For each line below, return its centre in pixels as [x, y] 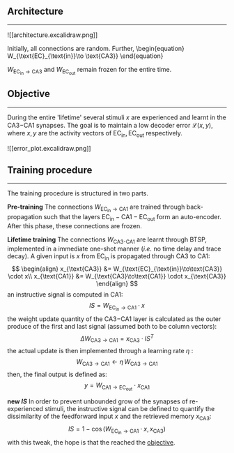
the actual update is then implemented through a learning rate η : [100, 351]
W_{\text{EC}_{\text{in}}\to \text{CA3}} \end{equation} [85, 56]
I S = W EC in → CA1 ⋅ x [117, 306]
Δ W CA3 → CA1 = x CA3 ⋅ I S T [117, 339]
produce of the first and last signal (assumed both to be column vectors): [112, 326]
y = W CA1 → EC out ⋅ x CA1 [117, 387]
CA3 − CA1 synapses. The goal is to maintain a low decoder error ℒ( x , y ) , [110, 125]
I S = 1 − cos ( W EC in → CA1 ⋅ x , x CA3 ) [117, 430]
